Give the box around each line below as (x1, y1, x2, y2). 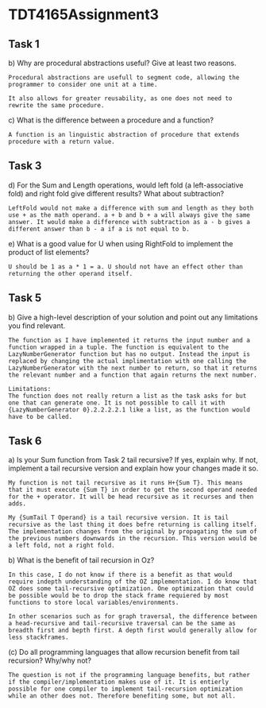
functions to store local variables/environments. (8, 598, 179, 607)
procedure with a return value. (8, 137, 115, 145)
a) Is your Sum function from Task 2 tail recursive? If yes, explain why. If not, (8, 455, 258, 465)
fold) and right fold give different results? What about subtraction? (8, 188, 225, 198)
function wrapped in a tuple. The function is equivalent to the (8, 343, 229, 351)
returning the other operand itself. (8, 269, 133, 277)
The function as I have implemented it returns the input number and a (8, 336, 250, 344)
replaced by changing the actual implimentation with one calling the (8, 357, 247, 365)
